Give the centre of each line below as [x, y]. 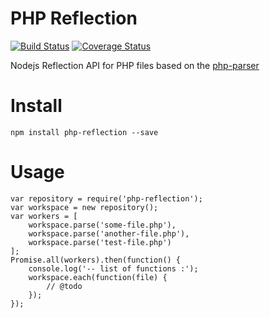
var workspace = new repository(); [84, 207]
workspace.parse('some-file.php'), [102, 225]
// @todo [64, 286]
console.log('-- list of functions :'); [113, 268]
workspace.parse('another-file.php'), [109, 233]
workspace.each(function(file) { [98, 277]
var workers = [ [44, 216]
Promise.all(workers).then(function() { [96, 260]
